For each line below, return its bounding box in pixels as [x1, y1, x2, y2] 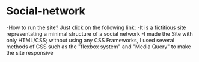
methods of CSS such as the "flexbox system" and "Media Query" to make [6, 43, 191, 50]
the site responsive [6, 49, 54, 56]
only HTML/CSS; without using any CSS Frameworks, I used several [6, 36, 174, 44]
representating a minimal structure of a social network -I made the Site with [6, 30, 194, 37]
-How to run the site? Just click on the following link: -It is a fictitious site [6, 24, 186, 31]
